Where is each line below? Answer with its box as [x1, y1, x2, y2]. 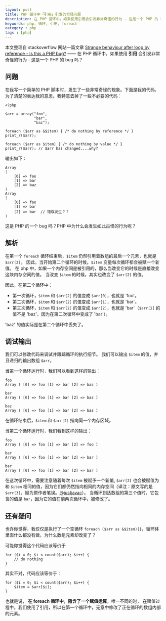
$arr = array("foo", [5, 111, 48, 116]
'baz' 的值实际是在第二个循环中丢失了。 [5, 321, 86, 327]
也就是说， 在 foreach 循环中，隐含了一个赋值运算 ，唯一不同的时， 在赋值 [5, 598, 156, 604]
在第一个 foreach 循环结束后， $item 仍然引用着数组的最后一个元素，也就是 [5, 253, 157, 259]
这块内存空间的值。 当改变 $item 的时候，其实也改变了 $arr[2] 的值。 [5, 271, 146, 277]
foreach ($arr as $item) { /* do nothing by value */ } [5, 141, 123, 146]
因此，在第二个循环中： [5, 282, 53, 288]
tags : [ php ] [5, 30, 32, 35]
